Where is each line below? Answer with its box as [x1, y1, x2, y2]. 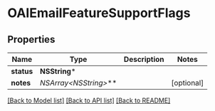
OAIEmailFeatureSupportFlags [7, 5, 191, 21]
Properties [7, 33, 56, 46]
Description [123, 55, 165, 64]
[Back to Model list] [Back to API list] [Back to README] [7, 96, 171, 105]
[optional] [171, 78, 204, 88]
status [11, 66, 33, 76]
